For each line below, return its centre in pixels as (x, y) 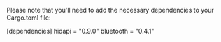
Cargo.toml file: (29, 17)
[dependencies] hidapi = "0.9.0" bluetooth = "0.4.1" (80, 31)
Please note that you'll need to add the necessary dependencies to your (110, 10)
